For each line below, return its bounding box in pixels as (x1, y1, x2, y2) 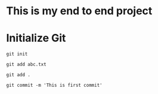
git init (6, 51, 28, 57)
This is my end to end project (6, 4, 153, 18)
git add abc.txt (6, 61, 47, 68)
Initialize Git (6, 32, 66, 45)
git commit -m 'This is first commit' (6, 82, 103, 89)
